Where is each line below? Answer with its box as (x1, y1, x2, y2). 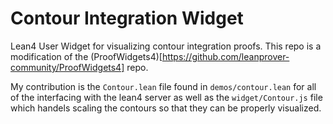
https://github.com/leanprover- (161, 50, 290, 62)
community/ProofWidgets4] (10, 61, 125, 73)
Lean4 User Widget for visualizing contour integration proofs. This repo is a (10, 40, 322, 52)
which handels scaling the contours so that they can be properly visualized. (10, 102, 322, 114)
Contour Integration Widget (10, 7, 244, 30)
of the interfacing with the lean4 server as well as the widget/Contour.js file (10, 91, 323, 103)
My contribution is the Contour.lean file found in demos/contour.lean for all (10, 80, 317, 92)
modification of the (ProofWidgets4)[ (10, 50, 163, 62)
